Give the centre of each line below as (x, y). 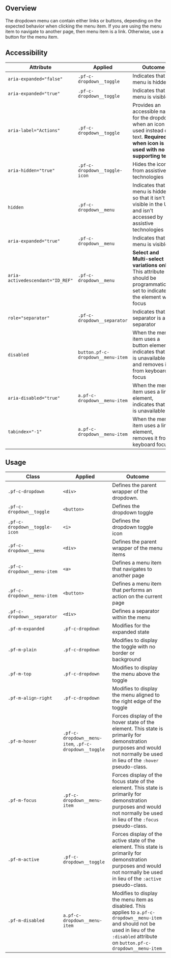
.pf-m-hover (22, 741)
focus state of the (133, 782)
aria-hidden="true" (31, 170)
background (127, 660)
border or (123, 653)
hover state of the (133, 723)
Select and (146, 252)
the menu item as (133, 900)
